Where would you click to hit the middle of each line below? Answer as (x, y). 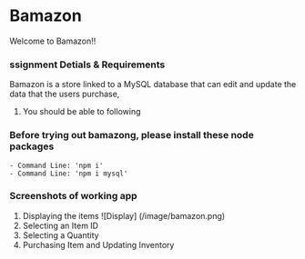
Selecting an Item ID (60, 225)
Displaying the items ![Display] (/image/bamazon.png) (124, 215)
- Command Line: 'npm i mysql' (69, 174)
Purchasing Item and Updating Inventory (98, 244)
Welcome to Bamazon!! (53, 41)
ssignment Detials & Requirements (87, 65)
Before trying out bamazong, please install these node (132, 135)
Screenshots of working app (74, 196)
